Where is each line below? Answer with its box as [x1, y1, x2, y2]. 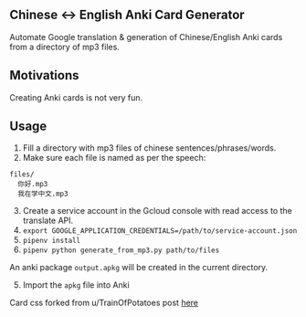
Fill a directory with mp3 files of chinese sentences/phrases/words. [22, 143, 277, 153]
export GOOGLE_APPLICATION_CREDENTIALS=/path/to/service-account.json [22, 227, 298, 236]
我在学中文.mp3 [17, 189, 69, 199]
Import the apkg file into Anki [22, 280, 130, 291]
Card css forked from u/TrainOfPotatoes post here [9, 297, 199, 309]
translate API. [22, 215, 74, 227]
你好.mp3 [17, 180, 48, 189]
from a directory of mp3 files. [9, 41, 121, 52]
